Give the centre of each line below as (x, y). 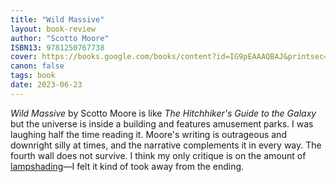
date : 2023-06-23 (46, 85)
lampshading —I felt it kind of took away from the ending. (127, 166)
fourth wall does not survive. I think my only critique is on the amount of (158, 155)
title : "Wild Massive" (57, 19)
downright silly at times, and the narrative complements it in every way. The (166, 145)
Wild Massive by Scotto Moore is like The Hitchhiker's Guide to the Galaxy (163, 113)
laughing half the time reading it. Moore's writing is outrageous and (148, 134)
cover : (24, 57)
